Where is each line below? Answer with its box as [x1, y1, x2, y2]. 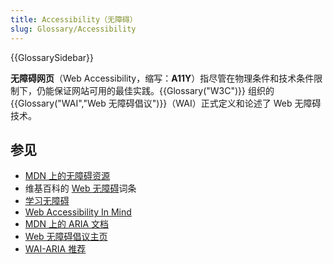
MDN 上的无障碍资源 [24, 170, 111, 182]
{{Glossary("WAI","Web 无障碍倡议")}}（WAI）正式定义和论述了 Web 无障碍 [10, 97, 322, 109]
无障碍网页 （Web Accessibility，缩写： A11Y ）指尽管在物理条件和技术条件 [10, 72, 315, 84]
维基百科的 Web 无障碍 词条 [24, 182, 137, 195]
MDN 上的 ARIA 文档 [24, 218, 109, 230]
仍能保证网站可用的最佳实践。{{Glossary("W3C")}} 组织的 [36, 84, 275, 96]
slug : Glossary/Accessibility [10, 24, 137, 34]
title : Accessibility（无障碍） [10, 14, 138, 25]
